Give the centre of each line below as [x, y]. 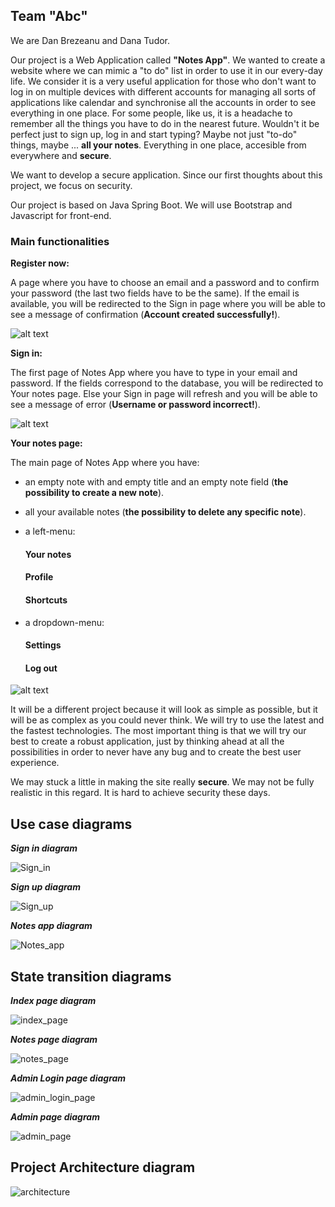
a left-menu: [50, 531]
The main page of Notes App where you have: [105, 463]
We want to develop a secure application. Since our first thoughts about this [166, 175]
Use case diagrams [71, 824]
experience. [35, 763]
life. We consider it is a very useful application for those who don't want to [163, 81]
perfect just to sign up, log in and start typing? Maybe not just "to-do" [154, 134]
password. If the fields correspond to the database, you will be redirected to [167, 383]
